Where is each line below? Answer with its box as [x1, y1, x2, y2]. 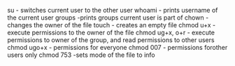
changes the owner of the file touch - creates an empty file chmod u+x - [7, 21, 215, 29]
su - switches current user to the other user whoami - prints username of [7, 6, 218, 14]
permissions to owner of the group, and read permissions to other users [7, 36, 215, 44]
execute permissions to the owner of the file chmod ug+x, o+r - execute [7, 28, 215, 37]
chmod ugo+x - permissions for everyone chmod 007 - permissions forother [7, 44, 228, 51]
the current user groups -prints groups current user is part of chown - [7, 13, 209, 22]
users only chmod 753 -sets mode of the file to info [7, 51, 155, 59]
